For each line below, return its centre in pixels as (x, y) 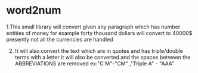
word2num (34, 10)
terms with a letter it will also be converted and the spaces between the (103, 57)
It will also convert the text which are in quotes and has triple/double (99, 50)
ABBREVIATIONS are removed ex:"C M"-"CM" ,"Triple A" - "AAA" (95, 64)
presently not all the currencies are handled (60, 39)
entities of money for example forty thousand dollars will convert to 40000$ (99, 33)
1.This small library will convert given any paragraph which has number (93, 27)
